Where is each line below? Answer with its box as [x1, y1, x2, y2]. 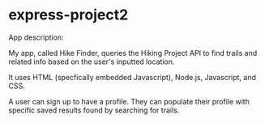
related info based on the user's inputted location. [8, 57, 175, 66]
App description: [8, 32, 64, 42]
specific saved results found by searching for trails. [8, 105, 180, 115]
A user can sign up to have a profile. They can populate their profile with [8, 96, 250, 106]
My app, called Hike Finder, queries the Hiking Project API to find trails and [8, 48, 258, 57]
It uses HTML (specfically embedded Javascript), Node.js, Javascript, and [8, 72, 257, 82]
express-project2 [8, 6, 129, 24]
